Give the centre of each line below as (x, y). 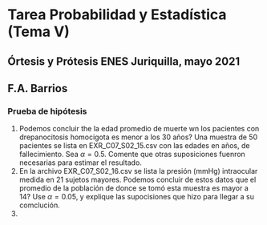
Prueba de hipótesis (47, 111)
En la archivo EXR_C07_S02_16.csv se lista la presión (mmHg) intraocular (138, 171)
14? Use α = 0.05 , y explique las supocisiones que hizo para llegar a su (136, 197)
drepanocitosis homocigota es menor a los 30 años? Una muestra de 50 (138, 137)
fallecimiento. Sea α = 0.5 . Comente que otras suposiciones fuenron (132, 155)
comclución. (40, 205)
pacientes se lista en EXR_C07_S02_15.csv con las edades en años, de (134, 146)
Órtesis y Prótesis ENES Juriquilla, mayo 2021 (124, 61)
